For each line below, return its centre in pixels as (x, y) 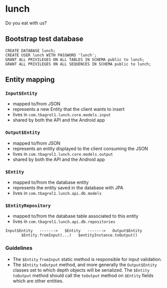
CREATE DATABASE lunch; (31, 51)
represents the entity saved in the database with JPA (68, 188)
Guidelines (19, 248)
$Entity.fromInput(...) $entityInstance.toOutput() (79, 235)
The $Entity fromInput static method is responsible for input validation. (87, 259)
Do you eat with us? (26, 23)
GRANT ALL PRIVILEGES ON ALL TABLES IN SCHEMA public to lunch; (75, 60)
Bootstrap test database (45, 39)
